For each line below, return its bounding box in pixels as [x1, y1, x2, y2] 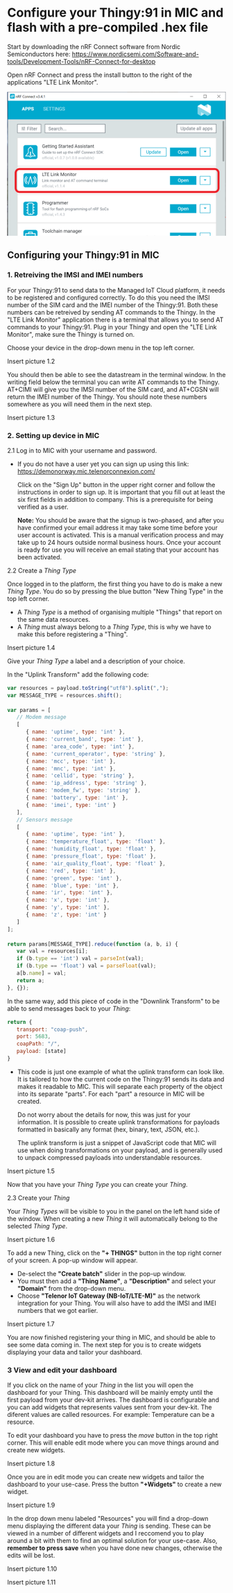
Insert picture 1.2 [7, 357, 55, 365]
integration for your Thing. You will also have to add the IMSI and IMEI [17, 1298, 216, 1307]
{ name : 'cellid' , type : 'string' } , [25, 772, 135, 779]
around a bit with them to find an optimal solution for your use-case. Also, [7, 1537, 218, 1545]
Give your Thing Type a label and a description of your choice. [7, 656, 186, 665]
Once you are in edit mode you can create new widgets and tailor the [7, 1473, 205, 1481]
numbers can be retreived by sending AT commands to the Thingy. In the [7, 308, 216, 316]
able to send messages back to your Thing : [7, 1004, 131, 1013]
